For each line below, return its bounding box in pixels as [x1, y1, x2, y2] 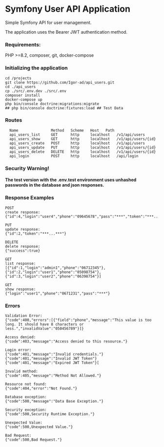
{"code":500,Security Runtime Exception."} [5, 411, 95, 416]
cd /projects [5, 76, 32, 81]
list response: [5, 261, 36, 266]
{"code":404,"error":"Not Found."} [5, 386, 78, 391]
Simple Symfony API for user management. [5, 20, 92, 25]
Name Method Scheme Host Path [9, 128, 115, 133]
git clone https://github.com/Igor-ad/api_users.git [5, 80, 115, 85]
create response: [5, 210, 41, 214]
